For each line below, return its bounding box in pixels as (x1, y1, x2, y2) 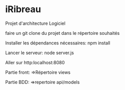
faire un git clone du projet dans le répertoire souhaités (5, 30, 120, 36)
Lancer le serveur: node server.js (5, 50, 74, 56)
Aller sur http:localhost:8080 (5, 59, 65, 65)
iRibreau (5, 4, 41, 15)
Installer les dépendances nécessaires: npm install (5, 39, 110, 46)
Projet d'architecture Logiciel (5, 20, 66, 26)
